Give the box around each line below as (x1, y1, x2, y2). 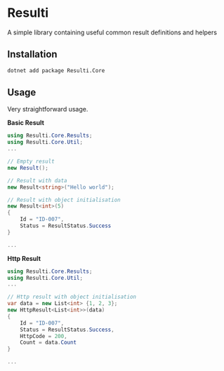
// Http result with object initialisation (7, 293, 137, 301)
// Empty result (7, 158, 55, 166)
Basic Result (7, 119, 44, 127)
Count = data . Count (20, 339, 77, 346)
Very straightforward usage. (7, 105, 88, 114)
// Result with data (7, 177, 68, 184)
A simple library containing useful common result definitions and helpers (7, 28, 218, 36)
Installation (7, 48, 58, 60)
